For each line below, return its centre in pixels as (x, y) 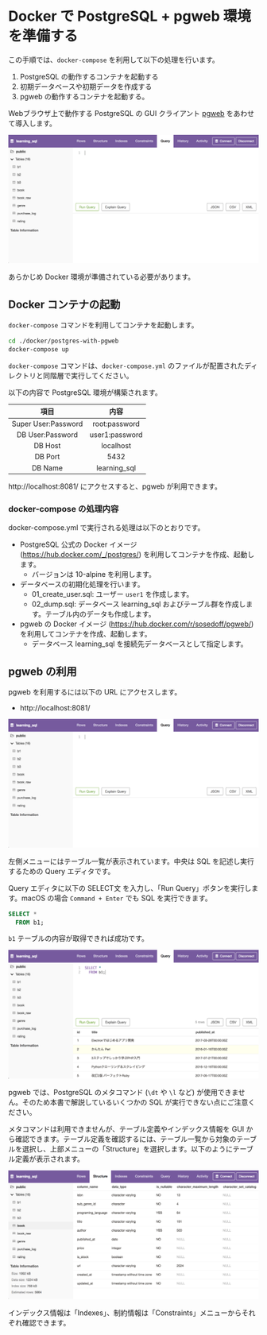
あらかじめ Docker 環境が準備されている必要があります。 (102, 277)
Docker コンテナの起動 (64, 304)
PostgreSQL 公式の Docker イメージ (78, 544)
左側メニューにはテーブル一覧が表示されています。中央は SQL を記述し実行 (131, 861)
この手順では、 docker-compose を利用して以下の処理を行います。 (114, 60)
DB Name (47, 468)
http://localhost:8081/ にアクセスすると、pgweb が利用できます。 (115, 486)
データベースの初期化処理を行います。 (82, 584)
